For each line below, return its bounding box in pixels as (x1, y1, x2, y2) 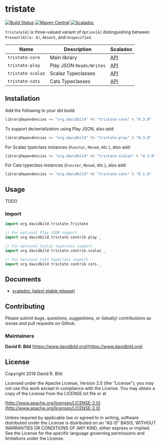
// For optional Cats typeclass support (5, 257, 89, 262)
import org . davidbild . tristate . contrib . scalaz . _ (5, 248, 106, 253)
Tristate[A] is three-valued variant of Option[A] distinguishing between (5, 29, 150, 35)
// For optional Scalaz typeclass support (5, 243, 93, 249)
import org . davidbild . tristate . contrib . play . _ (5, 235, 101, 240)
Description (63, 45, 92, 52)
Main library (49, 54, 77, 61)
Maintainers (5, 333, 35, 339)
